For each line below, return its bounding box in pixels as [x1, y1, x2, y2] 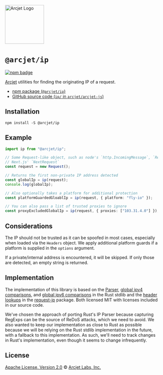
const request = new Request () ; [5, 164, 70, 169]
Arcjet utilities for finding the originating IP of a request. [5, 79, 116, 84]
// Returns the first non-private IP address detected [5, 173, 118, 178]
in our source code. [5, 302, 44, 308]
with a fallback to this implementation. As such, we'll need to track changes [5, 332, 156, 338]
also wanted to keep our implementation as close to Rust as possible [5, 322, 142, 327]
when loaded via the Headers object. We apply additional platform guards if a [5, 240, 158, 245]
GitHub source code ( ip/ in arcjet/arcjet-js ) [12, 93, 104, 99]
